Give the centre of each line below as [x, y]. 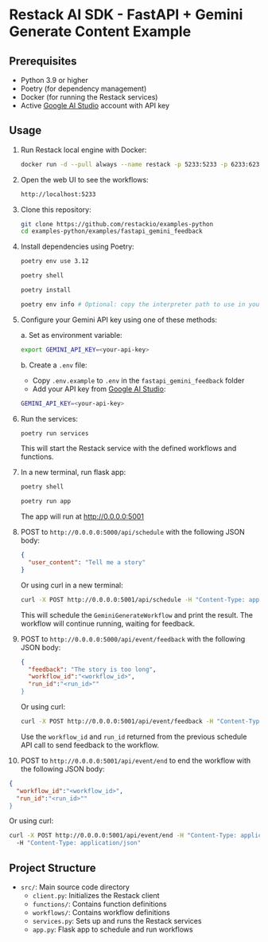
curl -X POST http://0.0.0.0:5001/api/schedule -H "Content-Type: [133, 599]
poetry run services [54, 433]
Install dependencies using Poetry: [77, 247]
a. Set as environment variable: [71, 335]
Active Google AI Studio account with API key [95, 106]
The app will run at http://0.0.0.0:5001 [82, 516]
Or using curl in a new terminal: [72, 585]
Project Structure [52, 867]
